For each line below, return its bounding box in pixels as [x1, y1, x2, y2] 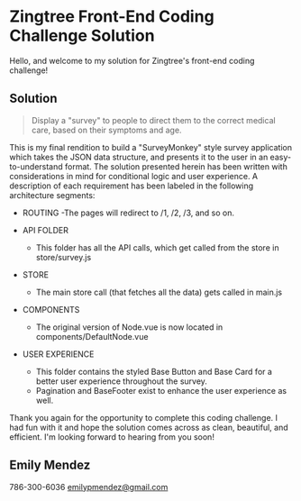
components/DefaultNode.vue [35, 331, 149, 342]
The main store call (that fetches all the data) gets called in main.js [35, 287, 282, 297]
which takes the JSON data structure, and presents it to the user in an [9, 151, 269, 162]
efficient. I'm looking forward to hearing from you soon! [9, 431, 214, 442]
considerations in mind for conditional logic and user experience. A [9, 170, 259, 181]
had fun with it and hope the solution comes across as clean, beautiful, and [9, 422, 288, 433]
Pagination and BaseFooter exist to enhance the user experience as [35, 385, 287, 396]
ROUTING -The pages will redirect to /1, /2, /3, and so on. [22, 207, 235, 218]
